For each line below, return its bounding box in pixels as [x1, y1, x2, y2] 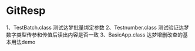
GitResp [6, 4, 46, 17]
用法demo [11, 38, 36, 45]
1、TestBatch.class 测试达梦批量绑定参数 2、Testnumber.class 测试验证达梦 [6, 24, 190, 31]
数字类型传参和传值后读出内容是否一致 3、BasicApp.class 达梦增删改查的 [6, 31, 183, 38]
